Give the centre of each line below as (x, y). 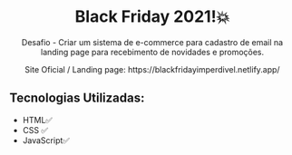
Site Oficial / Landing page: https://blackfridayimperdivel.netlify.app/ (152, 69)
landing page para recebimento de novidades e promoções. (152, 52)
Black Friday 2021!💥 (152, 17)
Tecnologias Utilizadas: (77, 98)
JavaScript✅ (46, 140)
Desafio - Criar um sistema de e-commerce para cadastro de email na (152, 42)
